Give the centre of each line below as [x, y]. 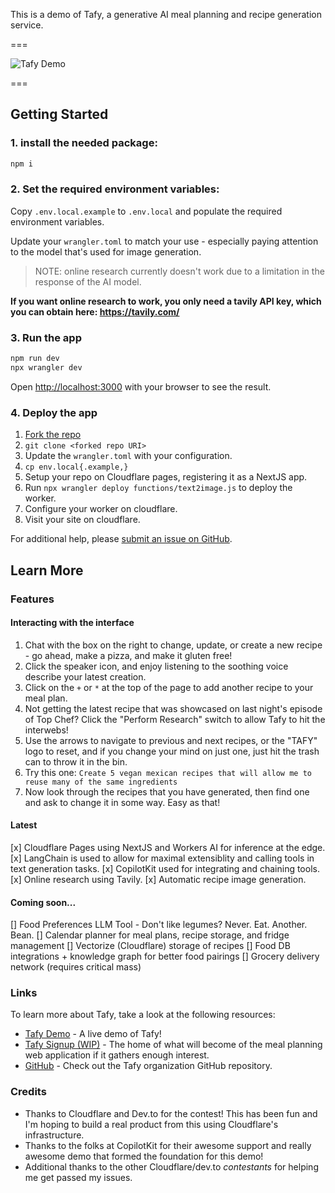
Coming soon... [43, 902]
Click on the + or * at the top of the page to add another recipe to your [169, 687]
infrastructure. [54, 1135]
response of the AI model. [88, 281]
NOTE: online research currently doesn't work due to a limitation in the [179, 271]
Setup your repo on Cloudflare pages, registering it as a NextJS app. [166, 477]
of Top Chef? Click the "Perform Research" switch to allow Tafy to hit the [175, 719]
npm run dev [35, 359]
